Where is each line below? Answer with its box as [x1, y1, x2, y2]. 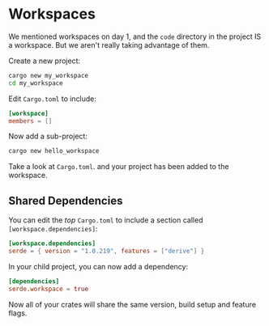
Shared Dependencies [8, 193, 123, 207]
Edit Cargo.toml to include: [8, 94, 97, 104]
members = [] [8, 116, 53, 125]
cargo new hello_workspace [8, 147, 100, 155]
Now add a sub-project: [8, 131, 88, 142]
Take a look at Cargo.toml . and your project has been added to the [8, 162, 229, 171]
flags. [8, 308, 28, 318]
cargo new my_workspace [8, 71, 89, 79]
